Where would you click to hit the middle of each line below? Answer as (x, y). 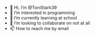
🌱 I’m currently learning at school (43, 18)
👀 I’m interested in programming (42, 13)
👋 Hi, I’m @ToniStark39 (33, 8)
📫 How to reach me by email (39, 28)
